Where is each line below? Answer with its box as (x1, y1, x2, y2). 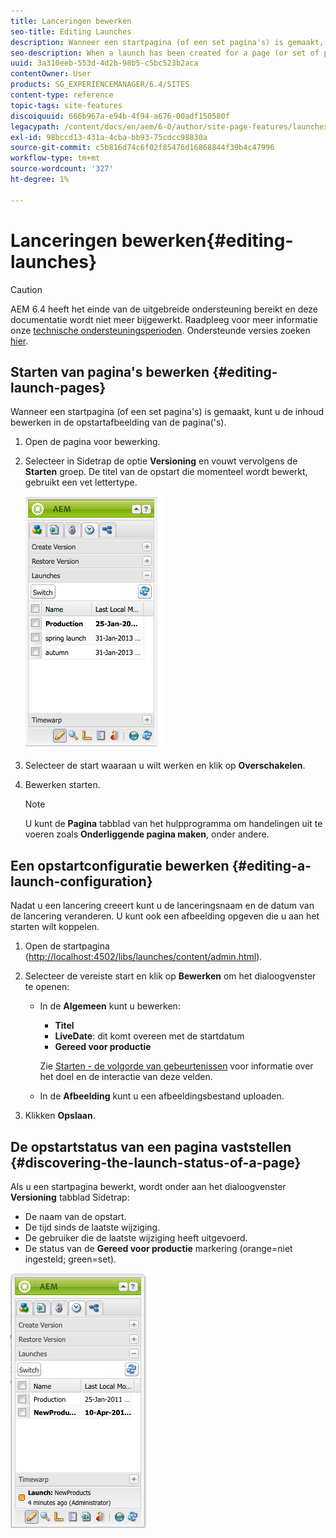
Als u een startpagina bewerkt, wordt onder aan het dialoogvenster (10, 1181, 287, 1192)
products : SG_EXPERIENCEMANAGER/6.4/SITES (10, 80, 190, 90)
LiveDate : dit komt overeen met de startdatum (54, 1030, 245, 1042)
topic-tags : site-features (10, 100, 123, 110)
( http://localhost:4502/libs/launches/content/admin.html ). (24, 951, 263, 963)
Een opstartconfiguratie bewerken (10, 857, 230, 874)
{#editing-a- (231, 857, 312, 874)
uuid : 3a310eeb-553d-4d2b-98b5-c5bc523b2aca (10, 58, 199, 69)
